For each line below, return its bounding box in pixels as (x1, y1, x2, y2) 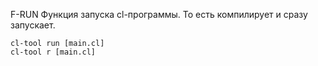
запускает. (10, 19, 56, 31)
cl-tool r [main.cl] (10, 47, 97, 57)
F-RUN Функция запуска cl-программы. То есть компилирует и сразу (10, 9, 308, 20)
